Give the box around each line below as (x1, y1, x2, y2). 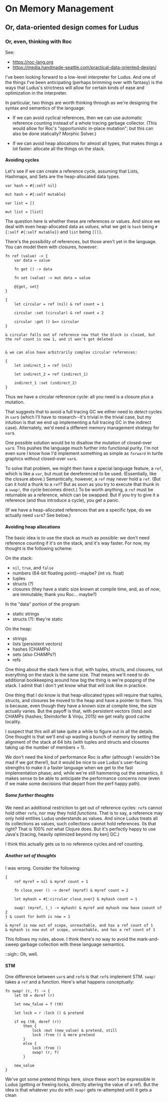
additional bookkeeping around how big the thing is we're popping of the (5, 677, 155, 683)
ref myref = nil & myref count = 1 (14, 879, 88, 884)
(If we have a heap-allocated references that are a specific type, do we (5, 507, 151, 513)
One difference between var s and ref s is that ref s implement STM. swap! (5, 974, 156, 980)
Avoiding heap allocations (5, 523, 60, 529)
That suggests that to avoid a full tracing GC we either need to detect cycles (5, 409, 162, 415)
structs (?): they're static (12, 616, 63, 622)
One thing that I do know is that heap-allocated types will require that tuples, (5, 692, 163, 698)
